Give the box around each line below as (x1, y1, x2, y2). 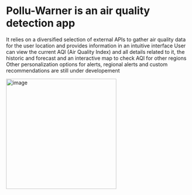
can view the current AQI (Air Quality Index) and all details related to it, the (6, 48, 185, 55)
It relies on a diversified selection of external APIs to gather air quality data (6, 36, 186, 43)
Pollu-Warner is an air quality (6, 4, 150, 18)
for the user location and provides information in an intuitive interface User (6, 42, 186, 49)
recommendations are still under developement (6, 67, 120, 74)
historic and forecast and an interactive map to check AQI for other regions (6, 54, 187, 61)
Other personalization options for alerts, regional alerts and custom (6, 60, 168, 68)
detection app (6, 16, 76, 30)
